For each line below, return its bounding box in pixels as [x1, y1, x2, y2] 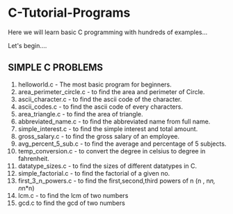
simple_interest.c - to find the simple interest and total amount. [17, 124, 198, 133]
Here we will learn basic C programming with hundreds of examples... [8, 28, 208, 36]
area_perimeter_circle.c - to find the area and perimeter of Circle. [17, 87, 205, 95]
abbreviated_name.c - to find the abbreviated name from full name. [17, 117, 211, 125]
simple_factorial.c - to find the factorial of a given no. [17, 169, 170, 177]
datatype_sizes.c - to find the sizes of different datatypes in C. [17, 162, 198, 170]
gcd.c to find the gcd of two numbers [17, 199, 126, 207]
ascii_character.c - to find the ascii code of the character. [17, 95, 182, 103]
